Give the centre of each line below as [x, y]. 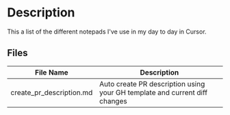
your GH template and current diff [153, 92]
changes [113, 101]
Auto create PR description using [152, 84]
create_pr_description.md [52, 92]
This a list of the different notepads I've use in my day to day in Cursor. [107, 31]
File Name [52, 72]
